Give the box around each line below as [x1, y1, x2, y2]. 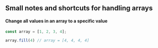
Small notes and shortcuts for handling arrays [5, 4, 153, 12]
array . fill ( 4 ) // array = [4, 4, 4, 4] [5, 38, 90, 43]
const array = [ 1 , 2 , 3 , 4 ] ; [5, 29, 67, 34]
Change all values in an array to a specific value [5, 17, 108, 24]
